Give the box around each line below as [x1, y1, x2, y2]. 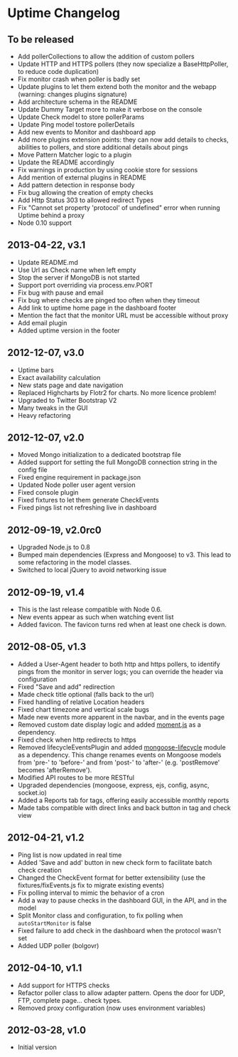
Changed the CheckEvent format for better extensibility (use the [17, 873, 206, 882]
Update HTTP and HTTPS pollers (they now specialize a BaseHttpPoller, [17, 60, 229, 68]
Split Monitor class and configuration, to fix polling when [17, 911, 183, 920]
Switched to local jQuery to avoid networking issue [17, 566, 167, 574]
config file [17, 466, 48, 474]
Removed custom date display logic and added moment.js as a [17, 720, 201, 729]
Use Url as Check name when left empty [17, 265, 136, 274]
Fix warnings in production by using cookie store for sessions [17, 166, 198, 174]
